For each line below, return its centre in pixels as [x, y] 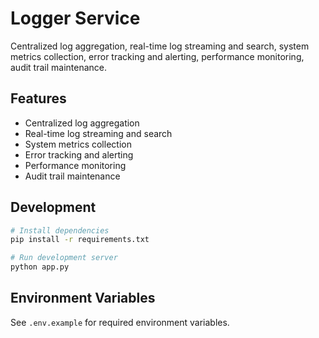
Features [38, 98]
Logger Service [75, 18]
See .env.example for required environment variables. [120, 322]
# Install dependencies [60, 230]
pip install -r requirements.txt [80, 240]
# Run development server [64, 258]
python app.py [40, 267]
